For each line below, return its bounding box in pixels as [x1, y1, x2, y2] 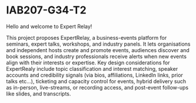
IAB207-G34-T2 [6, 4, 87, 17]
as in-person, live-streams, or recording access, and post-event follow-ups [6, 84, 189, 91]
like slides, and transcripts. [6, 90, 71, 97]
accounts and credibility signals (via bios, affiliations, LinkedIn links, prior [6, 71, 184, 78]
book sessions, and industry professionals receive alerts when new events [6, 53, 187, 60]
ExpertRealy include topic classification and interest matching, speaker [6, 65, 178, 72]
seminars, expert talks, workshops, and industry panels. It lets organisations [6, 40, 191, 47]
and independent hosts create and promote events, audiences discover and [6, 46, 190, 53]
